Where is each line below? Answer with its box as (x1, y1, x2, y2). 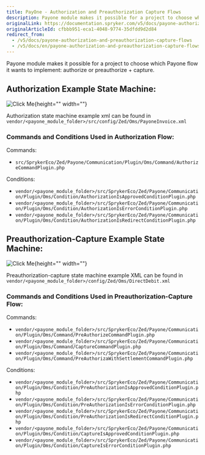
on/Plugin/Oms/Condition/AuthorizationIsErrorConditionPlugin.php (15, 205, 188, 211)
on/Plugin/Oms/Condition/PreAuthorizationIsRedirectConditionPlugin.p (15, 413, 199, 420)
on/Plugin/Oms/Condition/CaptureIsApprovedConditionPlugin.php (15, 431, 180, 437)
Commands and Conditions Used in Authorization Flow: (6, 133, 174, 141)
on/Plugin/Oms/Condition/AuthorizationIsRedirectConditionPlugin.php (15, 217, 196, 224)
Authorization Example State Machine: (6, 84, 157, 95)
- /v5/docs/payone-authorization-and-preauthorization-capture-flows (12, 37, 192, 43)
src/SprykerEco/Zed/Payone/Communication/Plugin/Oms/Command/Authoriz (15, 159, 199, 166)
